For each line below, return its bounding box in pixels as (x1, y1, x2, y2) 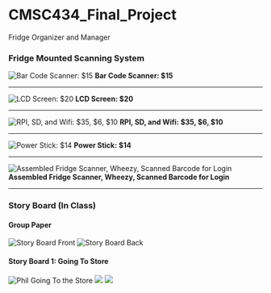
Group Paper (8, 220, 52, 229)
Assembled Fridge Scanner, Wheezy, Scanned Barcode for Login (8, 172, 230, 182)
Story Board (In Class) (8, 200, 97, 211)
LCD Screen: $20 (75, 94, 134, 104)
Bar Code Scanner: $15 (94, 71, 173, 81)
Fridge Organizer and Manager (8, 32, 110, 42)
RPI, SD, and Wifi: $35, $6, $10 (119, 117, 223, 127)
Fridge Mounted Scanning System (8, 52, 145, 64)
